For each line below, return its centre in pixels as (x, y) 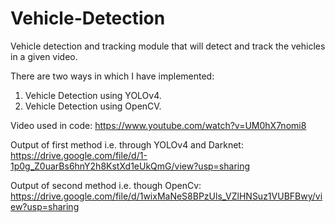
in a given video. (44, 56)
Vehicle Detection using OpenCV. (93, 106)
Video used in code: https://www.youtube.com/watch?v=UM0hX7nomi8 (158, 125)
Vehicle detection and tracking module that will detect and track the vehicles (168, 46)
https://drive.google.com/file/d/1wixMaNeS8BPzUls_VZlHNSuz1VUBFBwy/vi (166, 196)
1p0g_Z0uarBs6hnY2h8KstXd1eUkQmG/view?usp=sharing (130, 166)
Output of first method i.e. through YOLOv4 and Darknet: (127, 144)
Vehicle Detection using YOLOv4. (93, 95)
